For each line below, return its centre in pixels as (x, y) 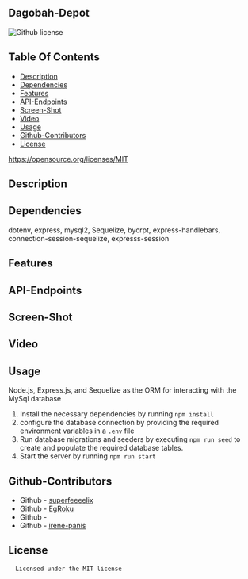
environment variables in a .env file (77, 431)
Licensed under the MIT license (69, 569)
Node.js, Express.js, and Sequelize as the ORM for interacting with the (122, 390)
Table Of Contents (54, 58)
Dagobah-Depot (49, 13)
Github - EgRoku (46, 509)
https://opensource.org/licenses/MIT (68, 159)
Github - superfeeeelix (56, 500)
